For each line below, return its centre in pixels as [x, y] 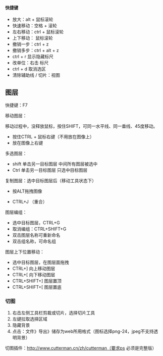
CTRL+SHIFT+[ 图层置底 [37, 287]
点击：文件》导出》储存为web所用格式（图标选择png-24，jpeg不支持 [83, 331]
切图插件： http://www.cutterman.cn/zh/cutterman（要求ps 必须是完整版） [81, 348]
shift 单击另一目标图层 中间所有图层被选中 [55, 164]
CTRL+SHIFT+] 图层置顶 [37, 281]
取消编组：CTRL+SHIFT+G [39, 229]
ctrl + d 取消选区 [29, 69]
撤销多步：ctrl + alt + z [36, 51]
